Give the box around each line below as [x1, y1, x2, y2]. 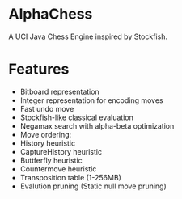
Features [8, 60, 70, 78]
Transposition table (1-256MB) [19, 172, 121, 182]
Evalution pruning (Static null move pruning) [19, 181, 167, 191]
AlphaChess [8, 5, 93, 23]
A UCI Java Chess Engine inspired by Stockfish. [8, 32, 168, 41]
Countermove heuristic [19, 163, 97, 174]
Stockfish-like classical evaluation [19, 112, 133, 122]
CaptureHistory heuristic [19, 146, 103, 156]
